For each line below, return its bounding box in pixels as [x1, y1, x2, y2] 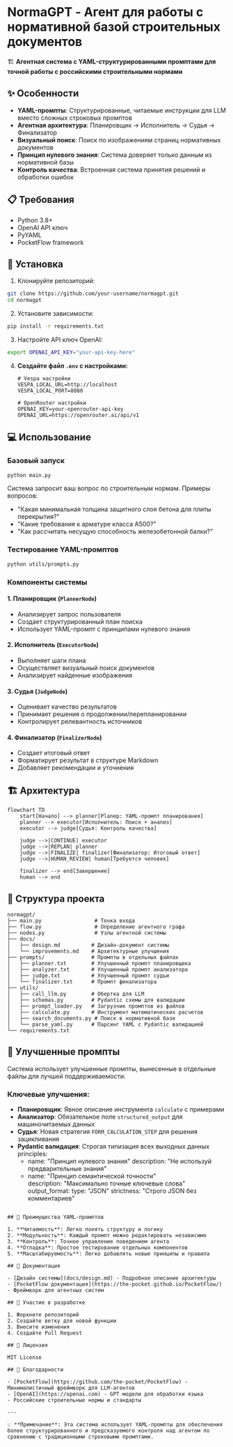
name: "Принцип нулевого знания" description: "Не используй [27, 1157, 212, 1165]
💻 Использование [7, 432, 92, 444]
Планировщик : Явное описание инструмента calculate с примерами [17, 1105, 225, 1114]
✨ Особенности [7, 88, 79, 100]
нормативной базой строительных [7, 19, 221, 35]
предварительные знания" [27, 1165, 107, 1173]
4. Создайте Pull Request [7, 1330, 82, 1337]
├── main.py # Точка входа [7, 917, 136, 924]
